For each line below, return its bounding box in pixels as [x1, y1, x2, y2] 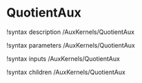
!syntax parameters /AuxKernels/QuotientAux [6, 41, 135, 49]
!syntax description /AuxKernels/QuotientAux [6, 28, 135, 36]
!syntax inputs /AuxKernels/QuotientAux [6, 54, 120, 63]
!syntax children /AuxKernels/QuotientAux [6, 68, 125, 76]
